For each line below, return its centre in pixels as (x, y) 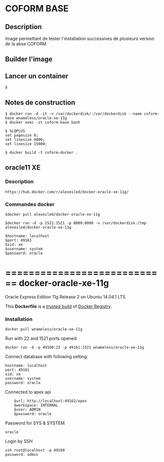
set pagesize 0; (22, 135)
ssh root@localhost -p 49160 (35, 450)
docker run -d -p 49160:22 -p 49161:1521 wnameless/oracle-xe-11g (75, 348)
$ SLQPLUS (15, 131)
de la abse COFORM (26, 44)
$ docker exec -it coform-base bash (43, 123)
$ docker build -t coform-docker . (42, 153)
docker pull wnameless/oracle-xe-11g (44, 330)
